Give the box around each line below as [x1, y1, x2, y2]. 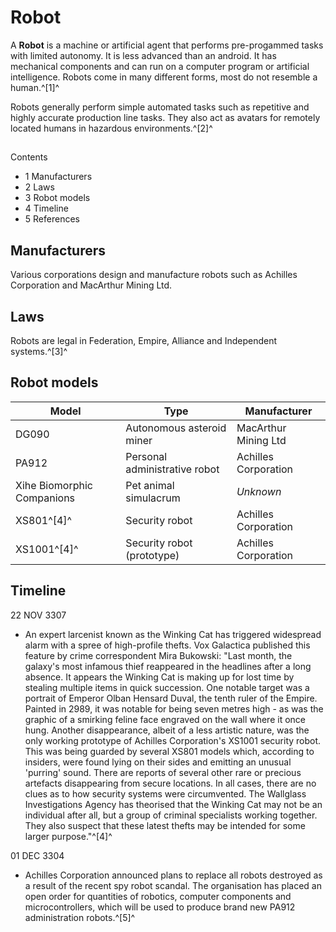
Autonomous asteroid [125, 421, 227, 435]
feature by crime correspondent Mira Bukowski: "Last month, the [24, 649, 293, 661]
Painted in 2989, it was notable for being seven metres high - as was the [24, 702, 324, 715]
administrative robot [125, 462, 220, 476]
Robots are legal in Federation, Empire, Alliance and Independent [10, 334, 278, 346]
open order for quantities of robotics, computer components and [24, 890, 292, 902]
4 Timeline [24, 202, 69, 215]
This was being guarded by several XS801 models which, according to [24, 745, 315, 757]
